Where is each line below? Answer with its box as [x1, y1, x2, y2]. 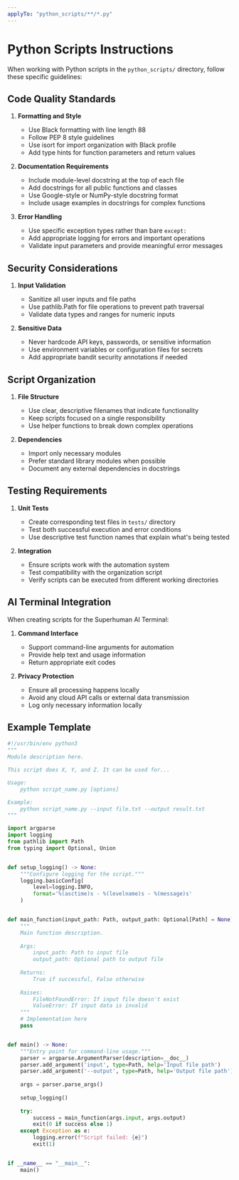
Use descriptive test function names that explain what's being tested [28, 533, 230, 541]
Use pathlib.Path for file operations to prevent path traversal [28, 302, 204, 311]
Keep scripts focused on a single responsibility [28, 414, 166, 422]
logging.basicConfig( [20, 877, 84, 884]
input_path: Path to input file [33, 949, 129, 956]
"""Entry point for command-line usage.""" [20, 1047, 152, 1055]
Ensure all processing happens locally [28, 685, 140, 694]
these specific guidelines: [7, 72, 83, 81]
